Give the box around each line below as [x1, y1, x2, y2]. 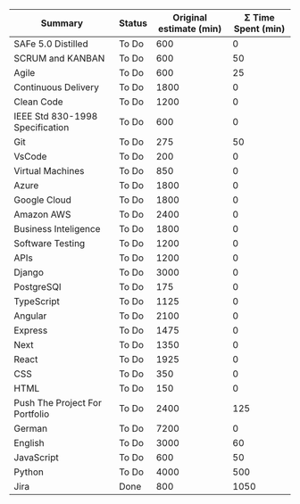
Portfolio [13, 408, 50, 420]
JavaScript [13, 451, 60, 463]
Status [119, 17, 147, 29]
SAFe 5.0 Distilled [13, 37, 88, 50]
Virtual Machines [13, 165, 85, 177]
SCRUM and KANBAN [13, 53, 105, 64]
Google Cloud [13, 194, 71, 206]
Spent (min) [233, 22, 286, 35]
